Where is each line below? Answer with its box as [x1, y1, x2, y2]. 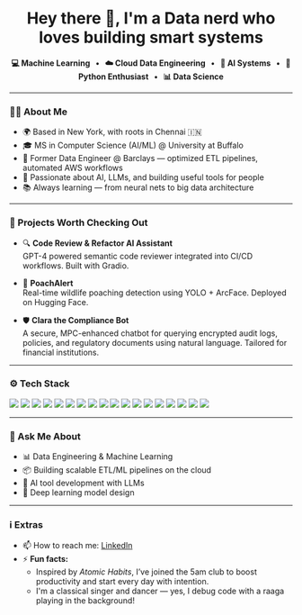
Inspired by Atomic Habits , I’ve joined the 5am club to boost [35, 566, 258, 577]
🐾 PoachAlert [22, 277, 74, 288]
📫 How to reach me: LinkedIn [22, 540, 133, 551]
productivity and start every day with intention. [35, 576, 209, 587]
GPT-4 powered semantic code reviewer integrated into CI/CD [22, 250, 253, 261]
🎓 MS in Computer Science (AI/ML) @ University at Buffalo [22, 140, 244, 151]
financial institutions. [22, 347, 100, 357]
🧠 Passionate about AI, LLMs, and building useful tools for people [22, 172, 265, 183]
